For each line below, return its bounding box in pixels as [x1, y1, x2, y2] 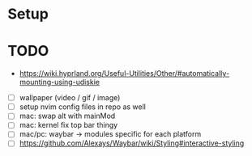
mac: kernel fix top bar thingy [19, 120, 118, 130]
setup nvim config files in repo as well [19, 102, 147, 112]
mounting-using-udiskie [19, 78, 100, 87]
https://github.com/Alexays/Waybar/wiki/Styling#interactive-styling [19, 138, 245, 148]
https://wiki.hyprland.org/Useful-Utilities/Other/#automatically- [19, 69, 230, 78]
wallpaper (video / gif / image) [19, 93, 121, 103]
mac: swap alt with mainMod [19, 111, 116, 121]
